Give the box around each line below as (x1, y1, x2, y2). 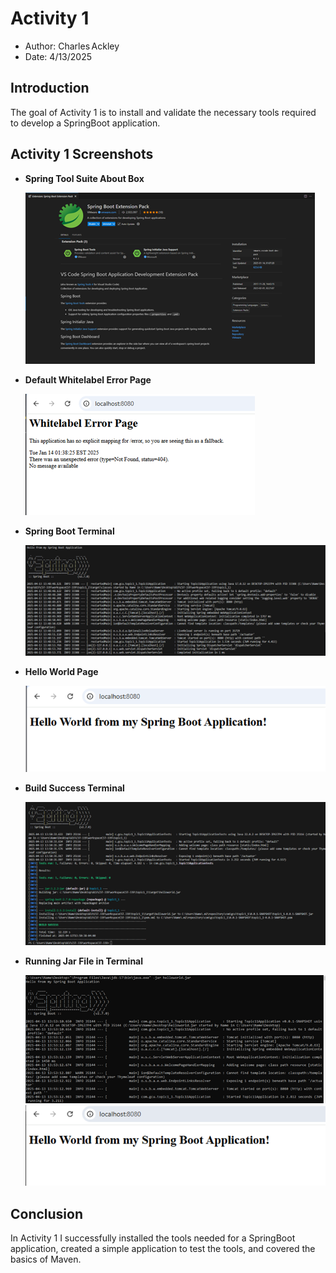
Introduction (10, 80, 90, 97)
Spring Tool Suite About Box (24, 172, 145, 184)
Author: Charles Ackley (24, 40, 120, 52)
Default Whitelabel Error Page (24, 373, 152, 386)
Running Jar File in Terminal (24, 955, 144, 967)
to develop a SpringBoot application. (10, 117, 161, 129)
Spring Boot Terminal (24, 525, 115, 537)
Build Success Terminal (24, 782, 125, 794)
